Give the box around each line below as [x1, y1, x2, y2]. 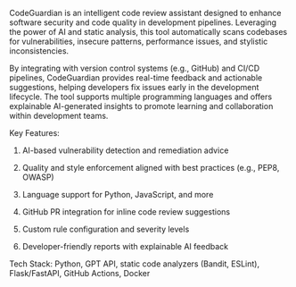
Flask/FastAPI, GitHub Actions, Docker [9, 268, 151, 278]
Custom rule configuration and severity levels [21, 224, 190, 234]
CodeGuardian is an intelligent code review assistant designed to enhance [9, 8, 282, 18]
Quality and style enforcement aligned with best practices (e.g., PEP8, [21, 163, 280, 173]
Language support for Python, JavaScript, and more [21, 190, 214, 199]
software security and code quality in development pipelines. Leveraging [9, 17, 277, 28]
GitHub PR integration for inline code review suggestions [21, 207, 231, 217]
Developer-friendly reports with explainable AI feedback [21, 241, 229, 251]
